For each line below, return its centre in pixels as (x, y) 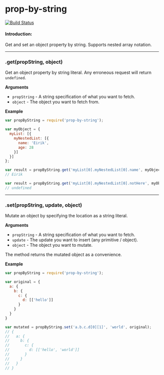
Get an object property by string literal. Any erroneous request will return (78, 72)
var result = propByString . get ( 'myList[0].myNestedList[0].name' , (74, 170)
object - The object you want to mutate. (52, 245)
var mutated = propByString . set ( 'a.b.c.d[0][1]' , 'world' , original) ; (78, 327)
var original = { (23, 282)
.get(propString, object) (34, 62)
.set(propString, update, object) (43, 205)
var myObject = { (23, 129)
